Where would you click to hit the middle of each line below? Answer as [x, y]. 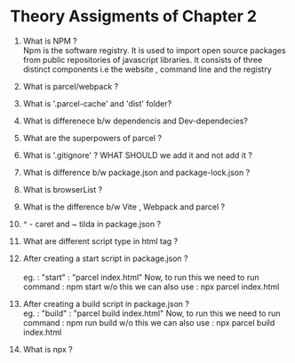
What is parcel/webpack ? [71, 86]
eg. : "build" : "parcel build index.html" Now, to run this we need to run [151, 313]
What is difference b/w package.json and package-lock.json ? [136, 172]
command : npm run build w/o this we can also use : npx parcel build [149, 322]
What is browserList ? [63, 189]
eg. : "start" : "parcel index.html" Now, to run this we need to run [141, 277]
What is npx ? [48, 349]
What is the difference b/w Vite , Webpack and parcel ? [124, 207]
